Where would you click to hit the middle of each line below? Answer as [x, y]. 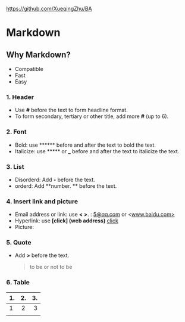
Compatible [29, 69]
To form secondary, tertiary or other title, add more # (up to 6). [92, 116]
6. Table [18, 283]
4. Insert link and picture [42, 201]
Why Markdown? [38, 55]
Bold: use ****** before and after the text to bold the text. [85, 145]
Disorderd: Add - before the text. [55, 179]
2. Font [16, 132]
